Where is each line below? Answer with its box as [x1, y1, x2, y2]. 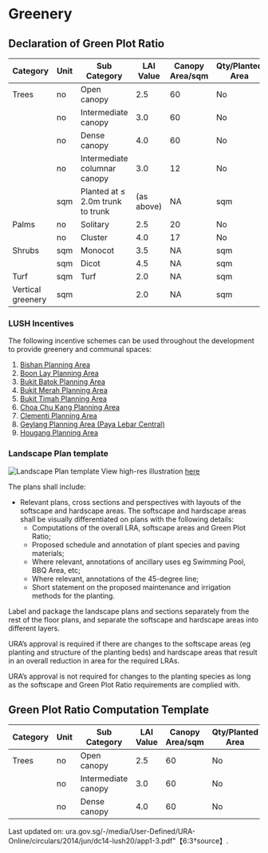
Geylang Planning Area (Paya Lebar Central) [19, 419, 165, 429]
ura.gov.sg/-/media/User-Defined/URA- [65, 827, 196, 836]
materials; [31, 548, 65, 558]
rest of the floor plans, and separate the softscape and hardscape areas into [8, 615, 259, 624]
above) [135, 201, 163, 212]
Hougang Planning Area [19, 428, 98, 438]
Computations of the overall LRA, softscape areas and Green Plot [31, 523, 246, 532]
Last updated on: [8, 827, 64, 836]
